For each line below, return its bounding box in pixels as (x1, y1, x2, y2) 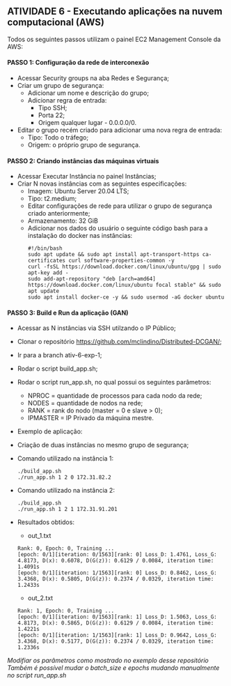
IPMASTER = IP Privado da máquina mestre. (27, 414, 154, 422)
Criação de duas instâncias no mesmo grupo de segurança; (17, 441, 189, 449)
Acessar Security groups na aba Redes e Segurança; (17, 74, 169, 82)
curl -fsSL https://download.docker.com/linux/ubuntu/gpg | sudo (27, 263, 221, 271)
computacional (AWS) (7, 17, 104, 29)
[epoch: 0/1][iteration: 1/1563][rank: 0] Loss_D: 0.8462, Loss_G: (17, 569, 217, 576)
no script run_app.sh (7, 671, 67, 680)
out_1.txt (27, 532, 51, 540)
